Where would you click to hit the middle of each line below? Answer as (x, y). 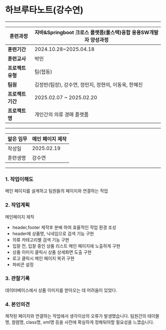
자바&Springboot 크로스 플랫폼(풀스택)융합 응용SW (92, 32)
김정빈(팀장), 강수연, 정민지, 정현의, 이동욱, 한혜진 (89, 85)
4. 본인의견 (18, 304)
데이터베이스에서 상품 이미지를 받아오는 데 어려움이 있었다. (61, 290)
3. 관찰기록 (18, 278)
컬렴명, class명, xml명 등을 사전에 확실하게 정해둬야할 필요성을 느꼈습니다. (83, 322)
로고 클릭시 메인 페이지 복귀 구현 (43, 258)
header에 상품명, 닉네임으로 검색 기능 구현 (53, 233)
